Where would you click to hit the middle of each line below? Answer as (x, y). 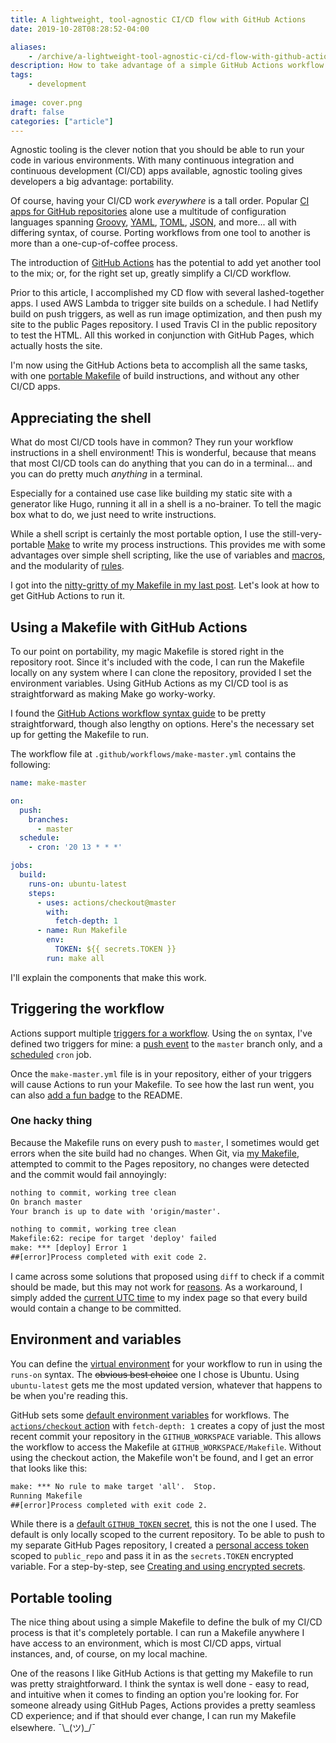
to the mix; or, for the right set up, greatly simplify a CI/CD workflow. (151, 273)
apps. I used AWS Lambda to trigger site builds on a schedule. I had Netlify (164, 303)
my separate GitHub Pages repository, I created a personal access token (160, 1545)
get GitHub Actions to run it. (68, 596)
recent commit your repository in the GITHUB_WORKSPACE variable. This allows (166, 1436)
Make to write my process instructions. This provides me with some (186, 545)
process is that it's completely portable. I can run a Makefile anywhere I (157, 1633)
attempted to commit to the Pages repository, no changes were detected (160, 1163)
